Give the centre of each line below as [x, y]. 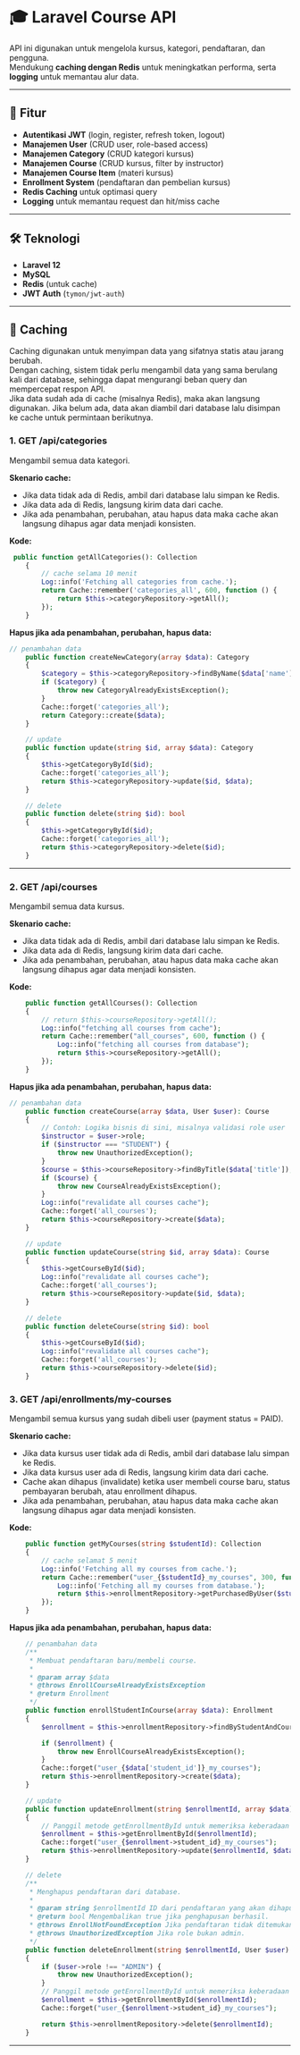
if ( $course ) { [70, 1178]
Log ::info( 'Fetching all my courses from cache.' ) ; [140, 1569]
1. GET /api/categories [58, 441]
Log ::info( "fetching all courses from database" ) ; [153, 1045]
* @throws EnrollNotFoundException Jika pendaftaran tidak [141, 1925]
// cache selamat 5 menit [90, 1561]
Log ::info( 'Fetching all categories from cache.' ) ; [140, 582]
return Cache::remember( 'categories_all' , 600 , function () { [159, 591]
